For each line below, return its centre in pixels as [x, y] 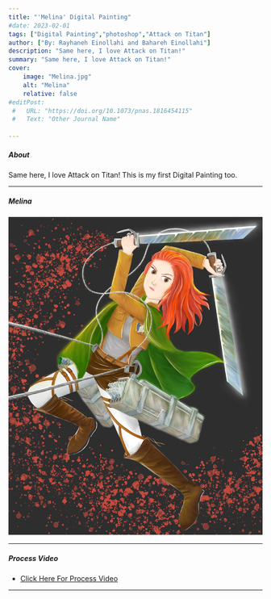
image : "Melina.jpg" [57, 77]
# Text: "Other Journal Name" [66, 119]
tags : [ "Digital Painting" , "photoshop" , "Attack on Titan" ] [110, 34]
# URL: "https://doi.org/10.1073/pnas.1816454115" [102, 111]
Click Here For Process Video [69, 579]
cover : [19, 69]
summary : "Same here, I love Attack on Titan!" [90, 60]
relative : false [50, 94]
